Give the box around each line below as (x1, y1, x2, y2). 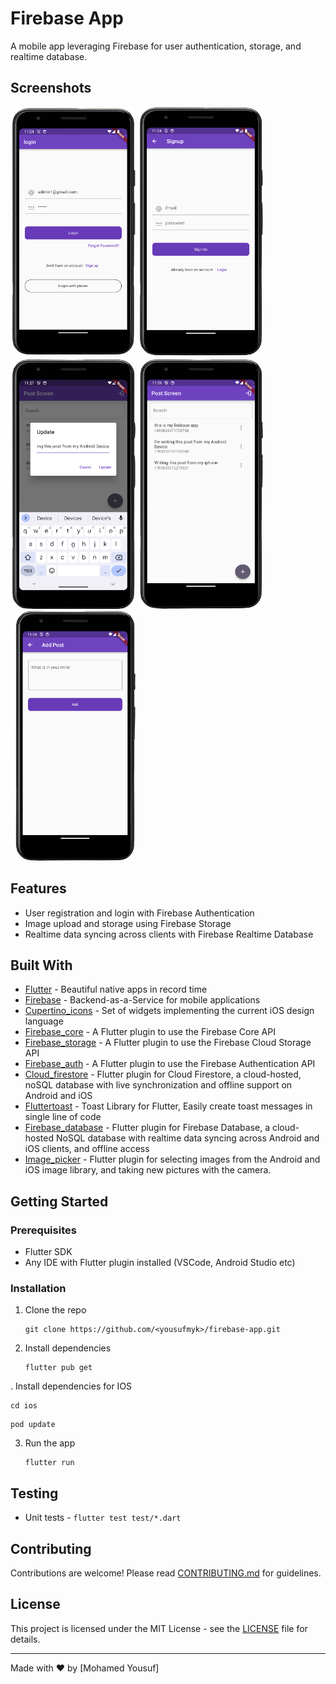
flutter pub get (24, 1363, 93, 1373)
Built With (10, 957, 73, 974)
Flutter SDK (24, 1246, 73, 1258)
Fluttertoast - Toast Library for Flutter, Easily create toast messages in (24, 1100, 313, 1112)
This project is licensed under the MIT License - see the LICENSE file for (10, 1622, 308, 1634)
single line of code (24, 1111, 102, 1123)
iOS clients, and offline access (24, 1143, 150, 1155)
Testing (10, 1485, 59, 1502)
